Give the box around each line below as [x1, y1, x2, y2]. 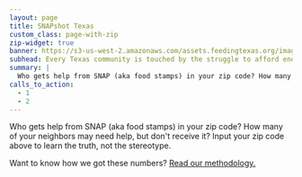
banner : [9, 47, 39, 56]
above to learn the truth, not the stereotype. [9, 140, 172, 151]
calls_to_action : [9, 80, 75, 89]
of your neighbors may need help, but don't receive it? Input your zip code [9, 131, 285, 142]
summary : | [9, 64, 50, 73]
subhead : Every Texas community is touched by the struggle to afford [9, 55, 280, 64]
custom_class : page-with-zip [9, 30, 119, 39]
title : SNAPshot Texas [9, 22, 94, 31]
